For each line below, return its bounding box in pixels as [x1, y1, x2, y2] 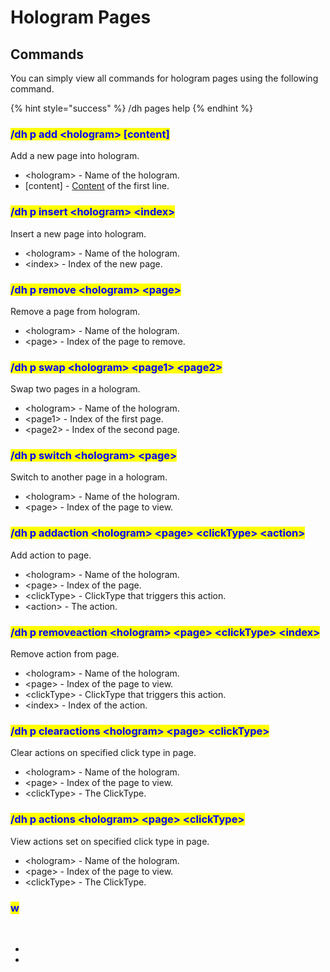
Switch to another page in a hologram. [10, 471, 168, 483]
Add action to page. [10, 549, 92, 561]
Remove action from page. [10, 648, 120, 660]
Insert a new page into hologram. [10, 227, 147, 240]
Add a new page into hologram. [10, 150, 140, 162]
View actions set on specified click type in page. [10, 835, 210, 847]
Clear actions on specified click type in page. [10, 747, 197, 759]
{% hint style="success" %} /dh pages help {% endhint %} [10, 102, 253, 114]
